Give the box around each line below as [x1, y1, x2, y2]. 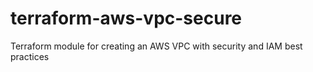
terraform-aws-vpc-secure [10, 7, 243, 30]
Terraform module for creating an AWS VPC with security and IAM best [10, 40, 303, 52]
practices [10, 50, 50, 62]
